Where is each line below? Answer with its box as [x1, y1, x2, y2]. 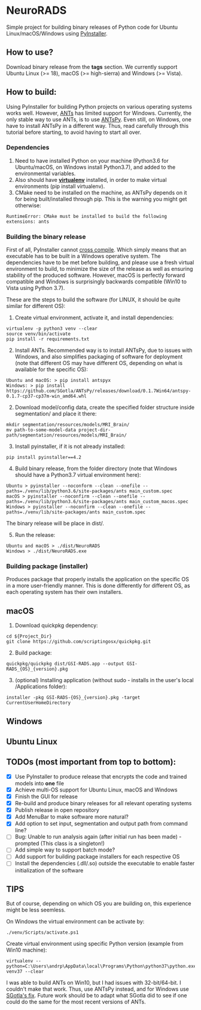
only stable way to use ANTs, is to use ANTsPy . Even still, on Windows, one [6, 115, 191, 123]
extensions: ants [6, 219, 50, 225]
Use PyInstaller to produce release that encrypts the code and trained [14, 773, 187, 780]
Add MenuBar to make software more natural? [14, 813, 129, 820]
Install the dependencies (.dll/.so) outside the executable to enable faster [14, 860, 195, 867]
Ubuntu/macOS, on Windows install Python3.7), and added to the [14, 163, 176, 171]
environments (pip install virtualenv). [14, 183, 105, 190]
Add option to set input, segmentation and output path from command [14, 820, 188, 827]
